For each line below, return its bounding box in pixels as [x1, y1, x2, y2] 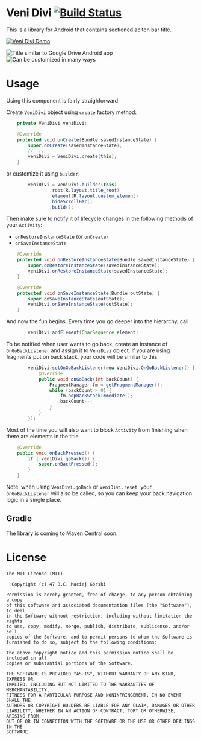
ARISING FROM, [6, 713, 42, 719]
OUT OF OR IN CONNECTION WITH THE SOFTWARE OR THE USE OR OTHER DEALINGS [6, 718, 196, 724]
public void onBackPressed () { [17, 450, 96, 456]
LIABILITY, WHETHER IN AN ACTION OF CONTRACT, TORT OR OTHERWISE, [6, 707, 176, 714]
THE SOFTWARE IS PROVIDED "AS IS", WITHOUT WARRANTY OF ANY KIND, [6, 671, 176, 677]
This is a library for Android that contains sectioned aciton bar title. [6, 26, 172, 33]
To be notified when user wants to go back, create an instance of [6, 341, 168, 347]
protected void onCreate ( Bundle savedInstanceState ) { [17, 136, 158, 143]
